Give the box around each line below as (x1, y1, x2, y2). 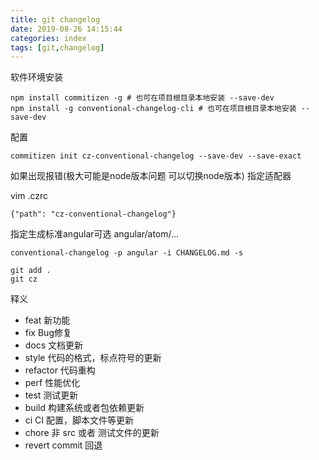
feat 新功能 (24, 314, 71, 326)
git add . (10, 266, 52, 276)
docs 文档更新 (24, 339, 84, 351)
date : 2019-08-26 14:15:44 (10, 24, 123, 34)
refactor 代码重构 (24, 364, 96, 376)
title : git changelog (10, 14, 101, 25)
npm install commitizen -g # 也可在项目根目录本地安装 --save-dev (10, 93, 275, 103)
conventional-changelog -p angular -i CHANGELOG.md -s (10, 248, 244, 258)
